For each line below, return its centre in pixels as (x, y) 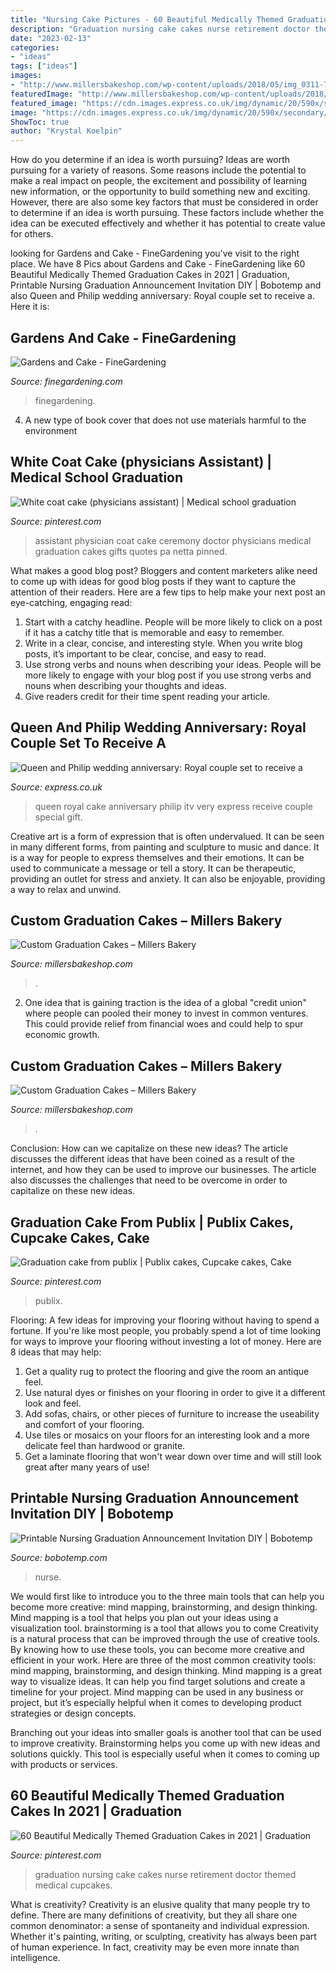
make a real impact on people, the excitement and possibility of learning (159, 181)
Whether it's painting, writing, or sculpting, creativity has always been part (163, 1936)
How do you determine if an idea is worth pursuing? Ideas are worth (150, 160)
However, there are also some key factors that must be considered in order (164, 202)
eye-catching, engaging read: (71, 602)
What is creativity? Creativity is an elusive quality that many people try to (160, 1904)
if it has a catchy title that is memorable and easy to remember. (154, 632)
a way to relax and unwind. (66, 889)
